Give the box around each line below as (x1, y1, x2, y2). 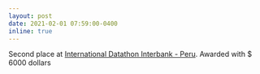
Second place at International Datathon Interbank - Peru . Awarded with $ (8, 50, 253, 59)
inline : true (8, 27, 53, 35)
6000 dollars (8, 58, 51, 67)
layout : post (8, 11, 53, 20)
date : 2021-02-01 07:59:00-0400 (8, 20, 118, 28)
